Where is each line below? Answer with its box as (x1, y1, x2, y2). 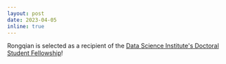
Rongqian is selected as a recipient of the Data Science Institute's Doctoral (7, 42, 219, 50)
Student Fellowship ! (7, 49, 63, 57)
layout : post (7, 10, 45, 17)
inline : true (7, 23, 45, 30)
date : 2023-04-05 (7, 17, 57, 23)
